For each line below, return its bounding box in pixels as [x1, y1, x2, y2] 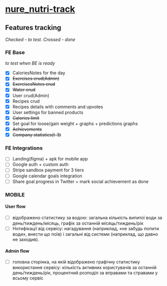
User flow [5, 203, 26, 210]
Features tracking [5, 23, 61, 32]
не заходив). [12, 236, 39, 242]
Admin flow [5, 248, 30, 254]
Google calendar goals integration [12, 173, 82, 179]
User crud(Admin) [12, 92, 50, 98]
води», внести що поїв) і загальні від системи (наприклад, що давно [12, 231, 159, 237]
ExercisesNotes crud [12, 81, 56, 87]
